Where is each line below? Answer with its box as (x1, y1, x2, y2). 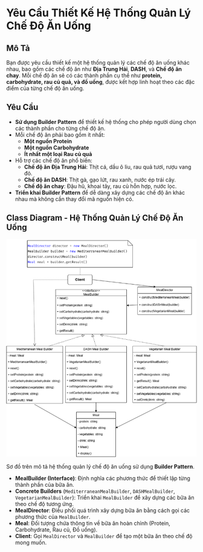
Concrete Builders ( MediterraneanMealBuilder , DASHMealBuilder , (14, 487, 175, 495)
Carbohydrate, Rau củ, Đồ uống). (14, 526, 98, 533)
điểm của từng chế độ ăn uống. (6, 85, 85, 92)
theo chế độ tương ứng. (14, 501, 74, 508)
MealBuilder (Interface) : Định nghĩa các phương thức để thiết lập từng (14, 475, 190, 482)
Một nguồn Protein (24, 137, 72, 144)
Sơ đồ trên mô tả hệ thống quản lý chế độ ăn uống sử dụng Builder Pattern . (6, 463, 195, 470)
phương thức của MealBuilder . (14, 513, 91, 521)
